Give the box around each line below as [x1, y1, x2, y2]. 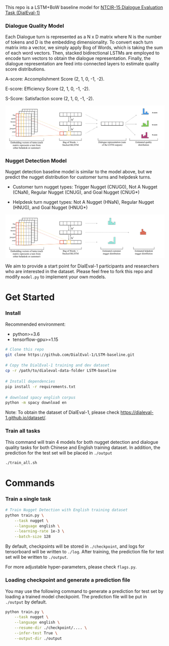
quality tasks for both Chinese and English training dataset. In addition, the [5, 444, 160, 450]
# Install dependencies [5, 378, 56, 384]
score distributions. [5, 66, 46, 72]
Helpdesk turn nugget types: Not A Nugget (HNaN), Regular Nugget [12, 199, 154, 205]
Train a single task [5, 495, 52, 502]
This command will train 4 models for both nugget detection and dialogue [5, 439, 158, 445]
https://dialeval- [120, 409, 154, 415]
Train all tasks [5, 428, 40, 435]
